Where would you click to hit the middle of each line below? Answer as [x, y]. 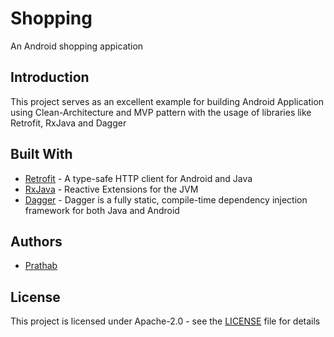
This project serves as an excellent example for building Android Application [167, 101]
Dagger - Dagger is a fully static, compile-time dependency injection [166, 199]
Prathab [41, 266]
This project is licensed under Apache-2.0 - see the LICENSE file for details [165, 321]
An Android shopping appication [77, 46]
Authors [36, 241]
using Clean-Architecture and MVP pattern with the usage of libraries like [161, 112]
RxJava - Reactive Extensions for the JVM [111, 189]
